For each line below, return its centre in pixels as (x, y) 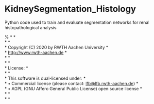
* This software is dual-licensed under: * (45, 78)
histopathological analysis (31, 27)
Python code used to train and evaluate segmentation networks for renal (77, 22)
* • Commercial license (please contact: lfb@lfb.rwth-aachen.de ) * (71, 83)
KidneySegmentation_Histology (70, 9)
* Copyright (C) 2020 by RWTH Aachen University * (56, 47)
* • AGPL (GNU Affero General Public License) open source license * (73, 88)
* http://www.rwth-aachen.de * (36, 52)
